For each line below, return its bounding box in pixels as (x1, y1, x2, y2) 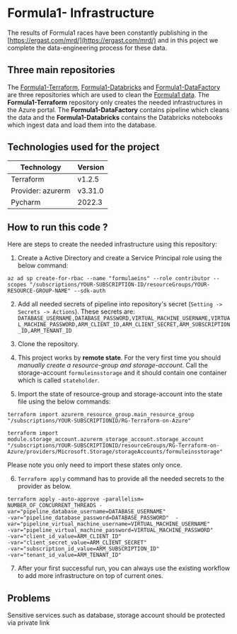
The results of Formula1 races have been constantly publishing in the (7, 28, 208, 37)
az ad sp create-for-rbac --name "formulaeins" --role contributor (7, 275, 211, 282)
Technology (20, 162, 62, 172)
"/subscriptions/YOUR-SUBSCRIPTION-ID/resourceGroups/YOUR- (29, 282, 211, 289)
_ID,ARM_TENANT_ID (17, 328, 72, 335)
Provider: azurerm (11, 186, 71, 196)
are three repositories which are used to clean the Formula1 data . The (7, 90, 210, 99)
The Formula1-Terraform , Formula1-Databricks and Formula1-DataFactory (7, 83, 221, 91)
